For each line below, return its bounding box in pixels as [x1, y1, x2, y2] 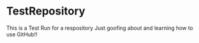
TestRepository [6, 4, 86, 18]
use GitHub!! [6, 30, 38, 38]
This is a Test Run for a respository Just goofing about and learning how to [6, 24, 194, 31]
